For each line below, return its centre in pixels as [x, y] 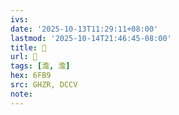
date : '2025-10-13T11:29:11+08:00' [84, 29]
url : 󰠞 [24, 57]
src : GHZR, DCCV [44, 85]
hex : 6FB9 [31, 76]
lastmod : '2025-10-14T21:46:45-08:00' [91, 38]
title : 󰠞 [28, 47]
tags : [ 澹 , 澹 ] [40, 66]
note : [21, 94]
